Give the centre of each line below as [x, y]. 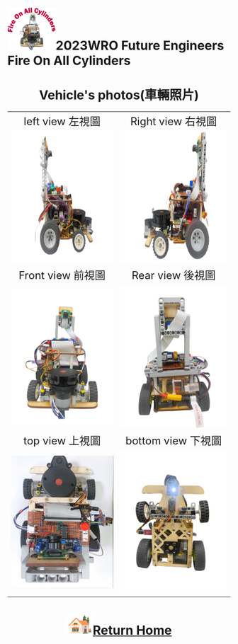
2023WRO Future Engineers [140, 46]
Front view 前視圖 [62, 276]
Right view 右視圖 [174, 121]
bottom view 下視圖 [174, 441]
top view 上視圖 [62, 441]
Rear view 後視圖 [174, 276]
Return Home [132, 630]
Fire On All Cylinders [69, 61]
